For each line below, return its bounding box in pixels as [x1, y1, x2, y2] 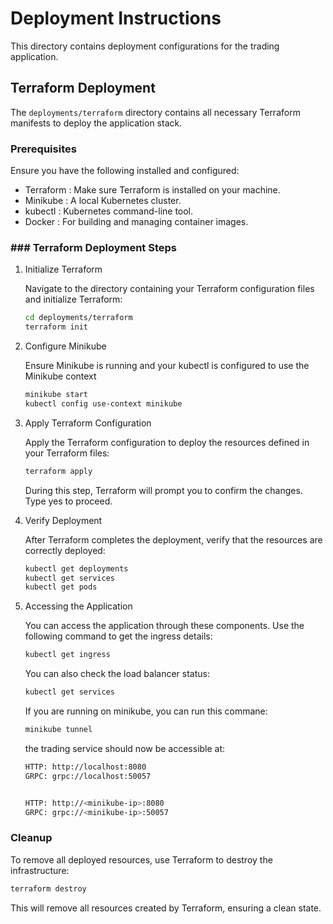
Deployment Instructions [10, 7, 222, 30]
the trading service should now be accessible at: [24, 742, 226, 754]
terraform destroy [10, 883, 87, 894]
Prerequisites [10, 142, 77, 156]
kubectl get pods [24, 582, 98, 592]
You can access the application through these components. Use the [24, 620, 305, 632]
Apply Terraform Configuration [24, 417, 152, 429]
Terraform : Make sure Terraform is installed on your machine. [24, 184, 281, 196]
